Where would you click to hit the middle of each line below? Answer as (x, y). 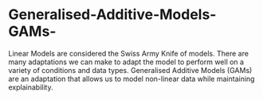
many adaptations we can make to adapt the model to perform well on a (126, 62)
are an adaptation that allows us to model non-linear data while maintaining (131, 79)
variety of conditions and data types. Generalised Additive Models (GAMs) (130, 70)
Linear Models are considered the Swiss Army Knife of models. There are (129, 53)
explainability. (31, 87)
